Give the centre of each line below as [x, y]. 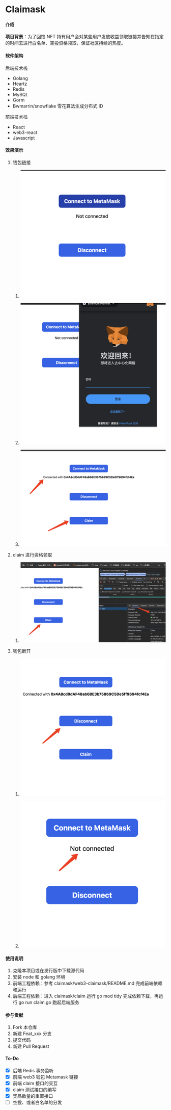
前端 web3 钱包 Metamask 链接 [45, 1077]
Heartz [20, 84]
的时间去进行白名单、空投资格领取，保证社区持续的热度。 [65, 43]
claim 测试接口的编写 [35, 1090]
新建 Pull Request [31, 1046]
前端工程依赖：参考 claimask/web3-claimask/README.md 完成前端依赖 [88, 983]
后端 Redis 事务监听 [33, 1070]
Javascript [24, 138]
